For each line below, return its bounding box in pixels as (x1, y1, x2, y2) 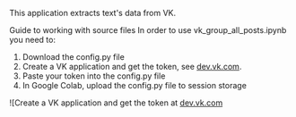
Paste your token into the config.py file (22, 71, 166, 81)
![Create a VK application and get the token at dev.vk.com (9, 97, 223, 108)
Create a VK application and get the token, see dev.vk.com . (22, 62, 242, 71)
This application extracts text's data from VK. (9, 8, 177, 18)
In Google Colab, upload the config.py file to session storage (22, 80, 247, 90)
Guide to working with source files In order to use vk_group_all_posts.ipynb (9, 25, 287, 35)
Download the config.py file (22, 52, 126, 62)
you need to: (9, 35, 57, 45)
